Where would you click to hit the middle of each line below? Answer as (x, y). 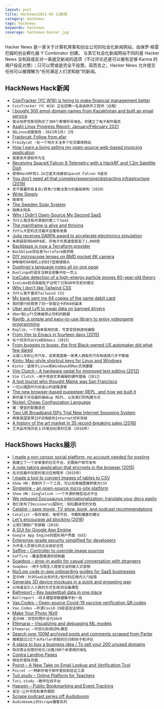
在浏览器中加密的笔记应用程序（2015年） (47, 473)
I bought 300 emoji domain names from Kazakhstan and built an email (83, 111)
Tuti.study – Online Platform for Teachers (53, 675)
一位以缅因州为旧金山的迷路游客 (40, 387)
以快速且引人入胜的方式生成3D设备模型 (46, 587)
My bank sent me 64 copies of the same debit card (64, 298)
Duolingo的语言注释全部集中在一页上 (45, 272)
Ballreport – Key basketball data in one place (57, 592)
